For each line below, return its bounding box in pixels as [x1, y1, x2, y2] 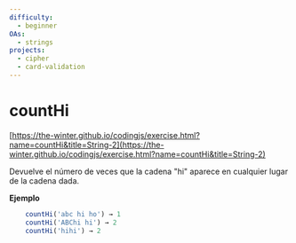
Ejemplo [9, 192, 40, 203]
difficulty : [9, 12, 53, 22]
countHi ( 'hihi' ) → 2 [25, 226, 101, 235]
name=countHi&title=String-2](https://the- [9, 139, 164, 150]
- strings [17, 37, 53, 47]
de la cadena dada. [9, 175, 80, 186]
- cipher [17, 54, 50, 63]
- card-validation [17, 63, 86, 72]
